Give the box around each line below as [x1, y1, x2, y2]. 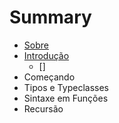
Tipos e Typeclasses [23, 81, 109, 93]
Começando [23, 71, 76, 83]
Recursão [23, 102, 64, 115]
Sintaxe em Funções [23, 92, 109, 104]
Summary [9, 6, 92, 29]
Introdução [23, 49, 70, 61]
